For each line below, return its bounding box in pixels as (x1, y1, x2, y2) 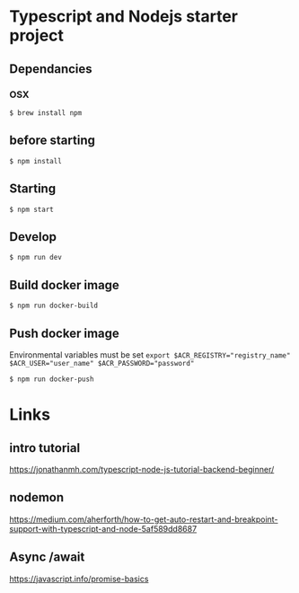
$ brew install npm (9, 108, 83, 118)
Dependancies (9, 61, 92, 76)
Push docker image (9, 325, 119, 341)
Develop (9, 229, 57, 244)
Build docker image (9, 277, 119, 293)
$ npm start (9, 205, 54, 214)
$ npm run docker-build (9, 301, 99, 311)
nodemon (9, 490, 65, 505)
